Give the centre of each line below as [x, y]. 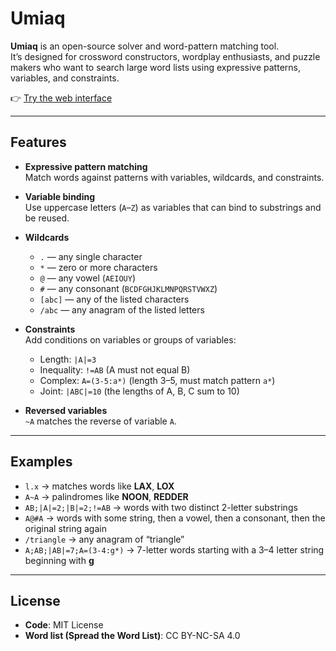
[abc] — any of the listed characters [114, 299]
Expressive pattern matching [86, 166]
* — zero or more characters [98, 267]
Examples [41, 462]
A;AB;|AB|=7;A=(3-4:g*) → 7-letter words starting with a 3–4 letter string [174, 549]
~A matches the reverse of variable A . [100, 421]
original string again [65, 528]
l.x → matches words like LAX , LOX [99, 486]
